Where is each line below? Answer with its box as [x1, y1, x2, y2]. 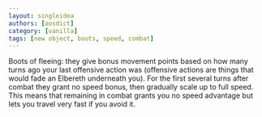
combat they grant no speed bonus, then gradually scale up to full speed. [8, 82, 254, 92]
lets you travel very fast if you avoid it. [8, 99, 136, 109]
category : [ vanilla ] [8, 27, 79, 35]
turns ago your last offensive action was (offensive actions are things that [8, 65, 254, 75]
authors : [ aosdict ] [8, 19, 75, 27]
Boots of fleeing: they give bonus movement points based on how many [8, 56, 249, 66]
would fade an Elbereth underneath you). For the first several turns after [8, 73, 249, 83]
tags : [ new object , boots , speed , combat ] [8, 34, 154, 43]
